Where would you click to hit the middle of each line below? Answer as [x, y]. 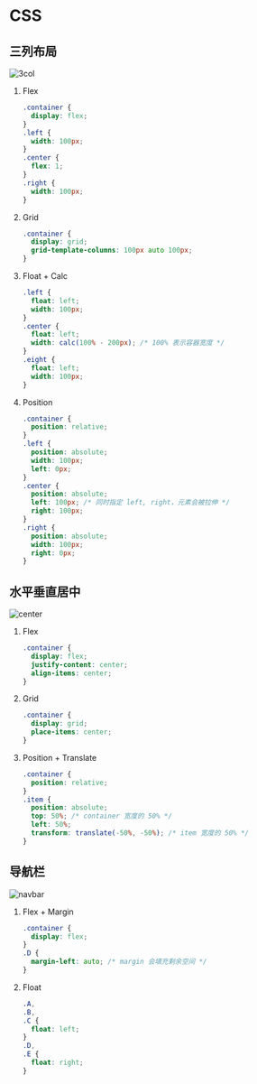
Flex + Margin [48, 912]
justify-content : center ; [79, 664]
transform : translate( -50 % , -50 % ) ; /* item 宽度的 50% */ [140, 833]
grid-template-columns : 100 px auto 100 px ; [112, 250]
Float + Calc [45, 276]
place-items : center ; [72, 732]
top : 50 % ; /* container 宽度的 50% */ [102, 816]
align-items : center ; [72, 673]
